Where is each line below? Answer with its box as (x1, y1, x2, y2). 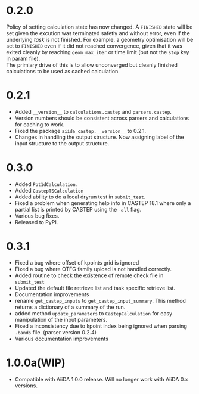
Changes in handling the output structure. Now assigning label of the (14, 134, 184, 141)
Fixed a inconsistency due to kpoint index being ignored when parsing (14, 322, 188, 330)
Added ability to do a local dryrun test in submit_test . (14, 193, 146, 200)
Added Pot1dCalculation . (14, 180, 77, 188)
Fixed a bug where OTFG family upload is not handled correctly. (14, 265, 172, 272)
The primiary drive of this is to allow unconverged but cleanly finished (6, 61, 178, 69)
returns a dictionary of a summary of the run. (14, 303, 126, 311)
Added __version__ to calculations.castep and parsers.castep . (14, 108, 172, 115)
